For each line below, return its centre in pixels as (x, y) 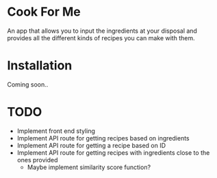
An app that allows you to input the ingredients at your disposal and (102, 31)
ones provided (37, 160)
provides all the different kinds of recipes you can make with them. (101, 38)
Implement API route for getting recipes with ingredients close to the (113, 152)
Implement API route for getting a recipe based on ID (91, 145)
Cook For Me (44, 12)
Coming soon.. (28, 84)
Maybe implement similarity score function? (89, 167)
